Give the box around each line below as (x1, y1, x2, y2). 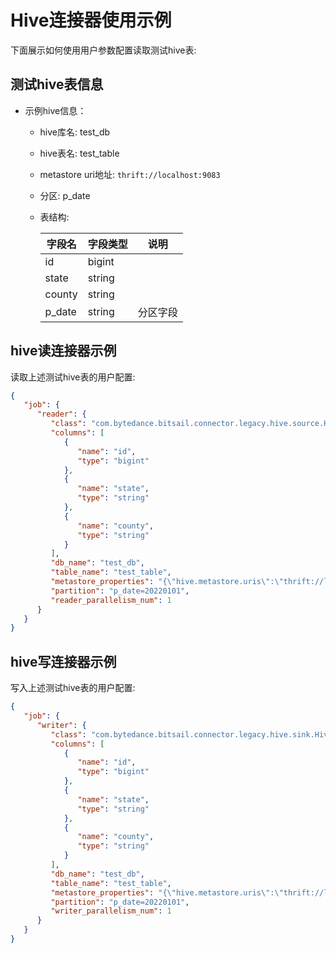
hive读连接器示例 (10, 342, 117, 360)
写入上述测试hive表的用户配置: (10, 682, 136, 694)
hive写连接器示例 (10, 653, 117, 670)
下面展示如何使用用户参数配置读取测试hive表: (10, 44, 197, 56)
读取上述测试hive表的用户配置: (10, 371, 136, 383)
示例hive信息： (24, 104, 87, 116)
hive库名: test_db (39, 126, 111, 138)
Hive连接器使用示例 (10, 9, 172, 32)
